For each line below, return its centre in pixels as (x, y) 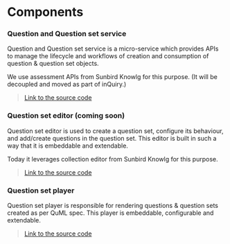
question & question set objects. (53, 64)
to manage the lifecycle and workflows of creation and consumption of (108, 56)
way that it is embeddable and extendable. (68, 146)
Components (45, 12)
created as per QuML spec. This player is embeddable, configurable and (110, 213)
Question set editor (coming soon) (66, 116)
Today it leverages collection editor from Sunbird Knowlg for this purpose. (113, 159)
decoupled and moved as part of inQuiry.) (67, 85)
